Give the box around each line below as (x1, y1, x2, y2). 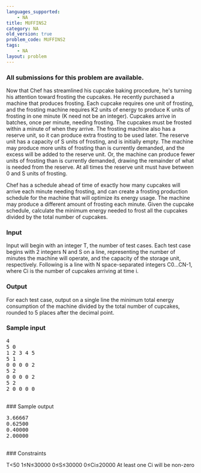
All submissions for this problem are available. (6, 73, 144, 82)
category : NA (6, 25, 39, 32)
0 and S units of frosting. (6, 169, 68, 177)
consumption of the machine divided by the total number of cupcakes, (6, 303, 180, 310)
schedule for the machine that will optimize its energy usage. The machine (6, 194, 190, 201)
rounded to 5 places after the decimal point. (6, 309, 115, 316)
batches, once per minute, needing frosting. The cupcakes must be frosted (6, 118, 192, 126)
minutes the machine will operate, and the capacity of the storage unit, (6, 255, 181, 262)
